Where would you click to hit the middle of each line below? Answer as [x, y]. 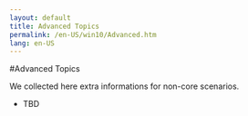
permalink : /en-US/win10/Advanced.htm [83, 34]
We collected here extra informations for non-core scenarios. [124, 86]
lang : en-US [32, 43]
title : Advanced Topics [55, 26]
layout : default [40, 18]
